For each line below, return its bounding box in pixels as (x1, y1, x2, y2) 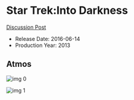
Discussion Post (6, 23, 46, 31)
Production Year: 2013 (14, 42, 71, 49)
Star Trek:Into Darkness (6, 4, 129, 17)
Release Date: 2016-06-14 (14, 35, 80, 42)
